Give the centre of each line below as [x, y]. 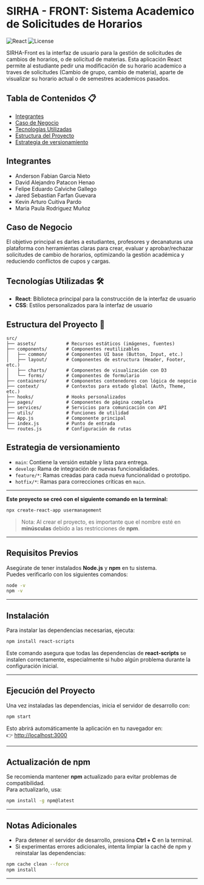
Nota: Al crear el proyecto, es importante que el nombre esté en [101, 522]
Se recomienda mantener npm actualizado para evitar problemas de [92, 777]
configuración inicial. [32, 666]
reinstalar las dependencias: [50, 853]
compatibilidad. [25, 783]
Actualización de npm [49, 762]
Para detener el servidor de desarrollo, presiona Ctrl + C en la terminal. [104, 840]
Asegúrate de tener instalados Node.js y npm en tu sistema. [82, 567]
